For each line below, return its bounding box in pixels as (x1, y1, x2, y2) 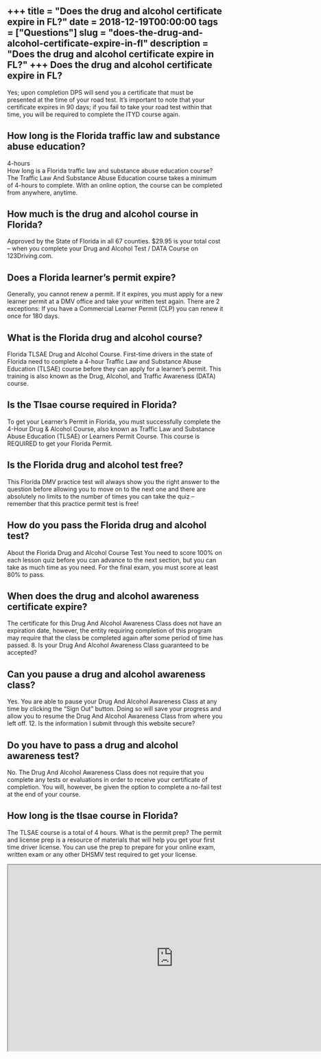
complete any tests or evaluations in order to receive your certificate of (7, 775, 208, 783)
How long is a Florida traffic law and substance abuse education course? (7, 166, 213, 175)
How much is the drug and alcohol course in (7, 208, 199, 220)
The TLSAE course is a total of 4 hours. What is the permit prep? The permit (7, 828, 222, 836)
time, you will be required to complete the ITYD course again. (7, 110, 180, 118)
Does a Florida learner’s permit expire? (7, 272, 176, 283)
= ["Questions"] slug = (7, 27, 106, 39)
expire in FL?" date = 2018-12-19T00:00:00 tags (7, 17, 218, 28)
